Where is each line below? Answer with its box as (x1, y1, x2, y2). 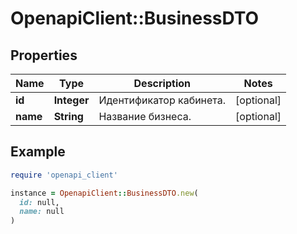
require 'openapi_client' (10, 170, 118, 180)
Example (10, 143, 66, 161)
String (53, 110, 84, 123)
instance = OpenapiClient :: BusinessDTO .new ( (10, 188, 199, 198)
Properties (10, 47, 78, 64)
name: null (19, 207, 65, 217)
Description (133, 77, 191, 90)
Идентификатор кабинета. (98, 93, 227, 107)
